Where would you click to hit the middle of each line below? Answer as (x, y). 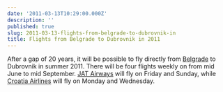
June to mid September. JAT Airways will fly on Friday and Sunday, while (111, 74)
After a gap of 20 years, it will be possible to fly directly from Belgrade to (111, 59)
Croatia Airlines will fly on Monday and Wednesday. (81, 81)
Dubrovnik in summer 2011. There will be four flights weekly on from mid (111, 66)
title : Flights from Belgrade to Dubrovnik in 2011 (84, 39)
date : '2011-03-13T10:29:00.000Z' (57, 13)
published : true (31, 26)
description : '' (31, 20)
